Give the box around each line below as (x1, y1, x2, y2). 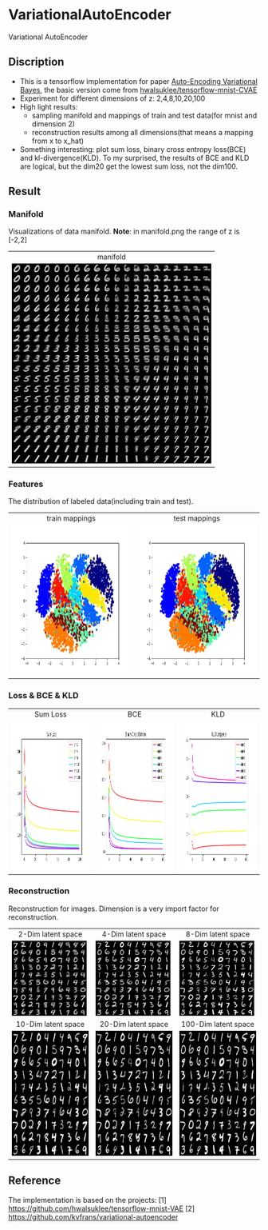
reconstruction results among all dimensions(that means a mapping (31, 127, 254, 137)
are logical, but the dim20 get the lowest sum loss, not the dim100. (19, 162, 238, 171)
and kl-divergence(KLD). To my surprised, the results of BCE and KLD (19, 153, 250, 162)
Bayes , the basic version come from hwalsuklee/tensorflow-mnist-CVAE (19, 85, 258, 94)
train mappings (46, 513, 97, 523)
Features (8, 478, 44, 489)
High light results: (19, 102, 78, 111)
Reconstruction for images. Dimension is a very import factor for (8, 904, 219, 913)
